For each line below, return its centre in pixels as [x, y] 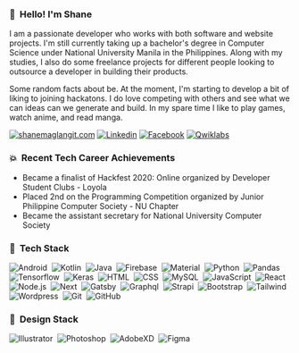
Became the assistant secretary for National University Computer [142, 215]
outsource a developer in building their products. [99, 71]
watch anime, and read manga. [66, 118]
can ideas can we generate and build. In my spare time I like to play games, [147, 108]
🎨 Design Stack [44, 319]
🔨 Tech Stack [39, 248]
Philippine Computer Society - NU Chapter [100, 206]
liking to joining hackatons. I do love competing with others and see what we [149, 98]
